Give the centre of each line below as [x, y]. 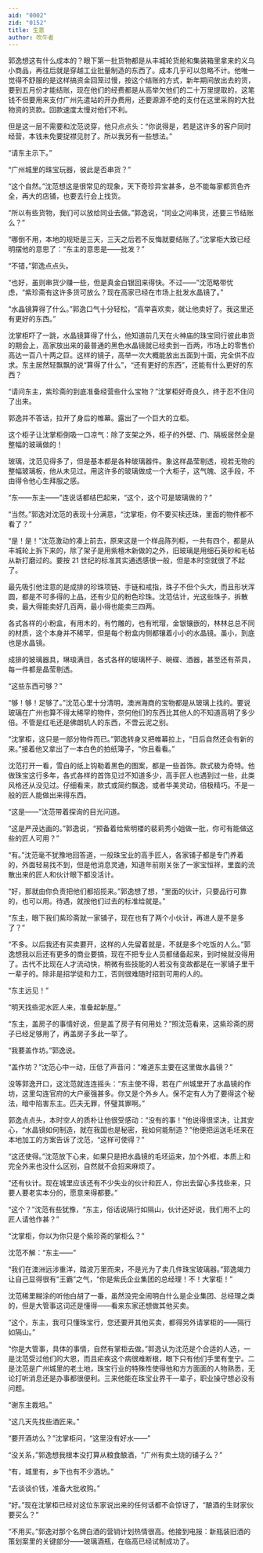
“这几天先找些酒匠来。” [44, 1422]
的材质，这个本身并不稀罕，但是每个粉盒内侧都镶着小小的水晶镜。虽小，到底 [131, 633]
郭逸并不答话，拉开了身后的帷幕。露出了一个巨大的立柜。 [101, 418]
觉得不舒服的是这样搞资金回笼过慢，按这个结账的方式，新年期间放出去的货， [131, 80]
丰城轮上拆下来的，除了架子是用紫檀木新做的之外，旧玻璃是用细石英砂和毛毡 [131, 551]
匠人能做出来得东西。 [56, 795]
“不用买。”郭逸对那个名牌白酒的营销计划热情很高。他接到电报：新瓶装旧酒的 [130, 1532]
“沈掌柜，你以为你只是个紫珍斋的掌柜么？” [76, 1236]
